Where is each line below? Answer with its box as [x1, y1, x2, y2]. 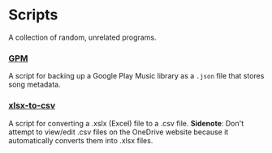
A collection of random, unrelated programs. [8, 32, 157, 42]
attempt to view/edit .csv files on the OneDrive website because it [8, 127, 229, 137]
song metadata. [8, 79, 61, 90]
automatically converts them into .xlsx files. [8, 135, 153, 145]
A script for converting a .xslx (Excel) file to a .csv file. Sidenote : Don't [8, 118, 244, 128]
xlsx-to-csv [8, 100, 55, 111]
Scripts [8, 6, 58, 24]
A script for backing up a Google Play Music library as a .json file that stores [8, 71, 265, 81]
